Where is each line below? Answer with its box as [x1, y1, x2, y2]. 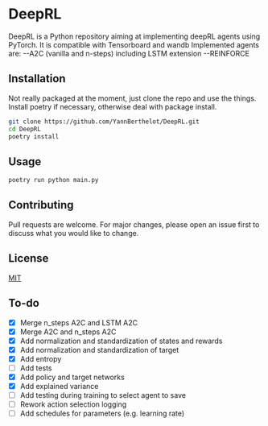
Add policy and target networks [19, 372, 125, 382]
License [8, 251, 49, 266]
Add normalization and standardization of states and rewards [19, 336, 223, 345]
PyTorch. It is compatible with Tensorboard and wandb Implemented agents [8, 39, 260, 49]
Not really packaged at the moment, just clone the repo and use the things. [8, 93, 257, 103]
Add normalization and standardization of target [19, 345, 179, 354]
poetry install [8, 132, 60, 141]
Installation [8, 72, 66, 85]
